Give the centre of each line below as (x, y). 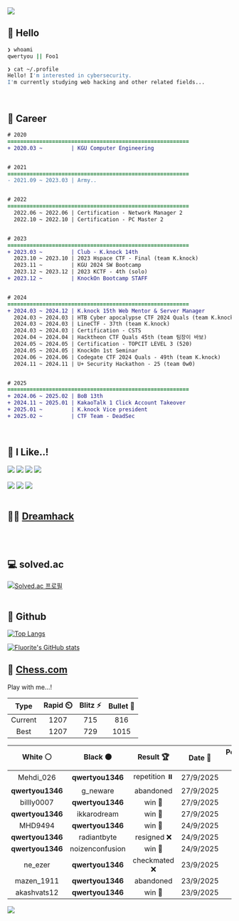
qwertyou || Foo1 (33, 56)
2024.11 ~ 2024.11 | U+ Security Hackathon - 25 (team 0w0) (105, 364)
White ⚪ (37, 757)
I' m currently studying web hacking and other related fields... (106, 82)
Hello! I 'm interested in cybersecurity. (70, 76)
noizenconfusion (98, 848)
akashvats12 (37, 892)
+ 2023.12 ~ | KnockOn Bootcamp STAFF (78, 278)
